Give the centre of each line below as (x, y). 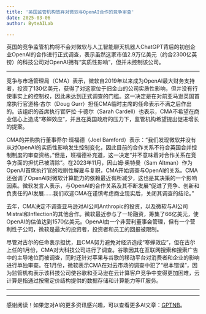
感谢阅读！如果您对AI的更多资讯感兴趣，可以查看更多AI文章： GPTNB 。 (96, 305)
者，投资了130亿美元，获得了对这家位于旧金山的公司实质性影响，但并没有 (100, 89)
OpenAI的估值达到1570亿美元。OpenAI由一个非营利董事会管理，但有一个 (98, 222)
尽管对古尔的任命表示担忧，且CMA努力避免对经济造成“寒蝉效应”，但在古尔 (101, 242)
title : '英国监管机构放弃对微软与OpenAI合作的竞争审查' (71, 12)
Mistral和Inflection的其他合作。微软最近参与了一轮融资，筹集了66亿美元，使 (103, 214)
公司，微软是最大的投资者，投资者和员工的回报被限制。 (92, 230)
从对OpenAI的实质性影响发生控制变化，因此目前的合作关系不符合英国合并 (99, 148)
